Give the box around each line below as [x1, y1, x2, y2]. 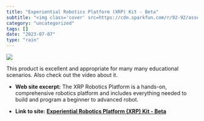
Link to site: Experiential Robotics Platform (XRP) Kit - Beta [15, 108, 167, 115]
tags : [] [6, 25, 29, 32]
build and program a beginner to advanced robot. [15, 96, 138, 103]
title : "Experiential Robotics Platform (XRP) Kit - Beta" [6, 8, 159, 15]
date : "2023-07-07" [6, 31, 56, 38]
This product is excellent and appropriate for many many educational [6, 65, 179, 72]
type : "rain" [6, 37, 39, 43]
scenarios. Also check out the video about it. [6, 71, 118, 79]
